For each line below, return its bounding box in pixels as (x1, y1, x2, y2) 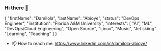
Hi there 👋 (4, 4, 29, 11)
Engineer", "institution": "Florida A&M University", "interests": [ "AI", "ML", (4, 20, 153, 26)
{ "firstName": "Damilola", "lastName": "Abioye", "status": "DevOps (4, 16, 140, 21)
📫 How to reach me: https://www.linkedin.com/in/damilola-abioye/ (11, 41, 147, 47)
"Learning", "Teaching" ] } (4, 31, 57, 37)
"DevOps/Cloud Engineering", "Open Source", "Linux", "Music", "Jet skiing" (4, 26, 157, 32)
